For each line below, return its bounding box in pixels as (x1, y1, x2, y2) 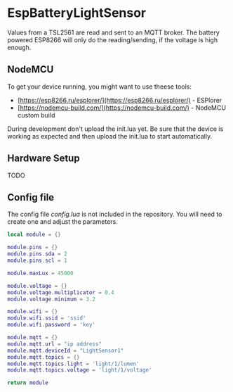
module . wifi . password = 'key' (7, 322, 96, 329)
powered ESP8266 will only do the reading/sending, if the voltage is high (7, 35, 218, 44)
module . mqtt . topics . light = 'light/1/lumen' (7, 360, 140, 367)
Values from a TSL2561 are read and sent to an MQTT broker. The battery (7, 28, 220, 37)
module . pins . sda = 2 (7, 251, 68, 258)
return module (7, 379, 49, 386)
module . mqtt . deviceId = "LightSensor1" (7, 347, 124, 354)
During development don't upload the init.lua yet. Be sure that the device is (7, 125, 224, 133)
